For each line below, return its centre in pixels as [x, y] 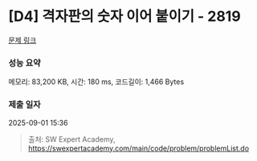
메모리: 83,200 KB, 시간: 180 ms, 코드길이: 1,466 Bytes [96, 82]
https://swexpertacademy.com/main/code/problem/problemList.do [139, 148]
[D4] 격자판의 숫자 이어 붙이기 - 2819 [124, 16]
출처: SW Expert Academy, [71, 139]
